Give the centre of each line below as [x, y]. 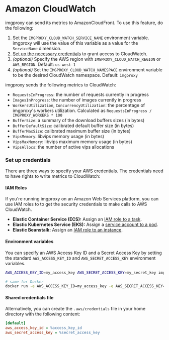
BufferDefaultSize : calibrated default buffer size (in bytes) [73, 126]
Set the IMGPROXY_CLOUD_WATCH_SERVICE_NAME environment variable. [81, 38]
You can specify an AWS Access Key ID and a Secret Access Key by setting [83, 253]
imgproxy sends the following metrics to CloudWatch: [61, 85]
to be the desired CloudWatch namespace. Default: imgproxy [75, 75]
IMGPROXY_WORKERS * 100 [37, 115]
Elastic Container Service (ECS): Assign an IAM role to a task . [77, 219]
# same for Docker [24, 282]
